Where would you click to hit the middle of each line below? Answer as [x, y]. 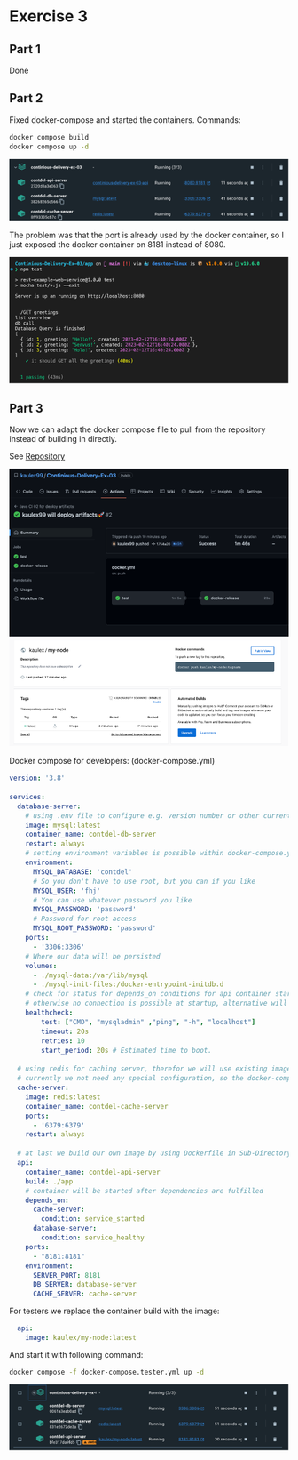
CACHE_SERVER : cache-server [85, 1294]
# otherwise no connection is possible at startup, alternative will [157, 1003]
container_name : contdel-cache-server [97, 1106]
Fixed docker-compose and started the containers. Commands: [125, 120]
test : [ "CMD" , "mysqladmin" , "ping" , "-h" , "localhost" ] [149, 1022]
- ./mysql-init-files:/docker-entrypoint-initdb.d [128, 984]
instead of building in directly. [63, 439]
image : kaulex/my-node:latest [81, 1338]
